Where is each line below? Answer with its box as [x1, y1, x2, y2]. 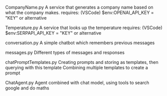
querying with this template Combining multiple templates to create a [5, 65, 148, 70]
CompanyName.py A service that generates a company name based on [5, 5, 153, 10]
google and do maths [5, 85, 49, 91]
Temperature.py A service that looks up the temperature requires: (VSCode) [5, 25, 162, 31]
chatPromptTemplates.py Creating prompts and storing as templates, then [5, 59, 158, 65]
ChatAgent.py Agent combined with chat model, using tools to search [5, 80, 149, 85]
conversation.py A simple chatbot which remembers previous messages [5, 40, 155, 46]
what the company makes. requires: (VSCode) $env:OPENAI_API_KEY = [5, 10, 154, 16]
